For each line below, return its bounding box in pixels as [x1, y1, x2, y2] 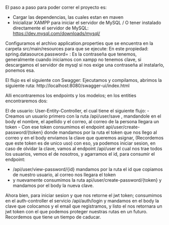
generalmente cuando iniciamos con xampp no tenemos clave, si [5, 57, 142, 63]
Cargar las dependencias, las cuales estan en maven [12, 14, 124, 20]
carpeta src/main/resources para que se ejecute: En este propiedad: [5, 46, 149, 51]
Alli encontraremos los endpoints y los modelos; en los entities [5, 93, 136, 98]
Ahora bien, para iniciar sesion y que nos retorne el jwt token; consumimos [5, 192, 162, 198]
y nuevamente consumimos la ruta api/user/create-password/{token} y [12, 177, 162, 183]
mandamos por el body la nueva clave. [12, 183, 94, 188]
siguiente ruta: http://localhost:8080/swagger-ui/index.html [5, 82, 130, 89]
